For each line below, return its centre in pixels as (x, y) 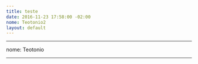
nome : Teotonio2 (26, 22)
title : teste (22, 11)
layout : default (26, 28)
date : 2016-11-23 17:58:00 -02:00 (49, 17)
